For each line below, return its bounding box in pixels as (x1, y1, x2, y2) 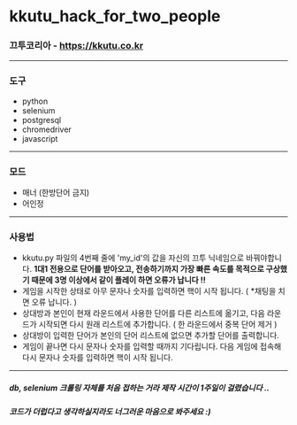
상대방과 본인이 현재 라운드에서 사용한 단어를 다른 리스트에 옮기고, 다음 (21, 308, 265, 319)
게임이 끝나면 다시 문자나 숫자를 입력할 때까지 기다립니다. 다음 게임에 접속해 (21, 341, 282, 352)
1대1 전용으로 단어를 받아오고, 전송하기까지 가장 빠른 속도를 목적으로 (34, 264, 265, 274)
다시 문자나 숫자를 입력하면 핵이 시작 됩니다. (21, 352, 174, 363)
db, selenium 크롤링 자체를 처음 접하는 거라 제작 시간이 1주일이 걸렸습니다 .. (9, 382, 270, 393)
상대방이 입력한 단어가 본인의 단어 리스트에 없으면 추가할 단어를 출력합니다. (21, 330, 280, 341)
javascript (21, 133, 58, 143)
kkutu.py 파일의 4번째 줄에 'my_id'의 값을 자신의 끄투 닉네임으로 (21, 252, 245, 263)
